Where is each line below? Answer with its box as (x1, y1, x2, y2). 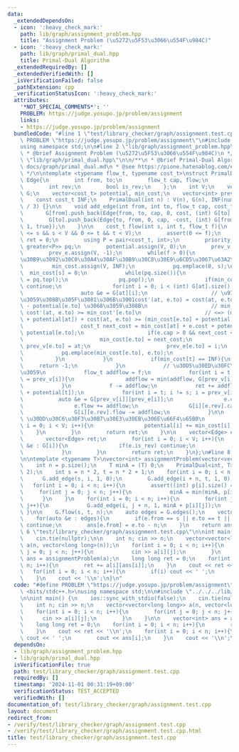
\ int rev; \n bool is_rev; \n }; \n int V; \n (20, 183, 215, 190)
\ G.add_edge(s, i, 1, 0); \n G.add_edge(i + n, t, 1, (20, 476, 221, 483)
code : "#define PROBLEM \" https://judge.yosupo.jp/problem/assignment (14, 581, 228, 589)
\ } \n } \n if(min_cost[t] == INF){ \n (20, 356, 231, 363)
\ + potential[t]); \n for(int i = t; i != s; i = (20, 388, 205, 396)
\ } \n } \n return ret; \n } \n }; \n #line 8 (20, 448, 231, 456)
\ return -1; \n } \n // (20, 362, 171, 370)
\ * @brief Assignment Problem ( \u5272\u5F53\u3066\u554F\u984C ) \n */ (20, 150, 234, 157)
